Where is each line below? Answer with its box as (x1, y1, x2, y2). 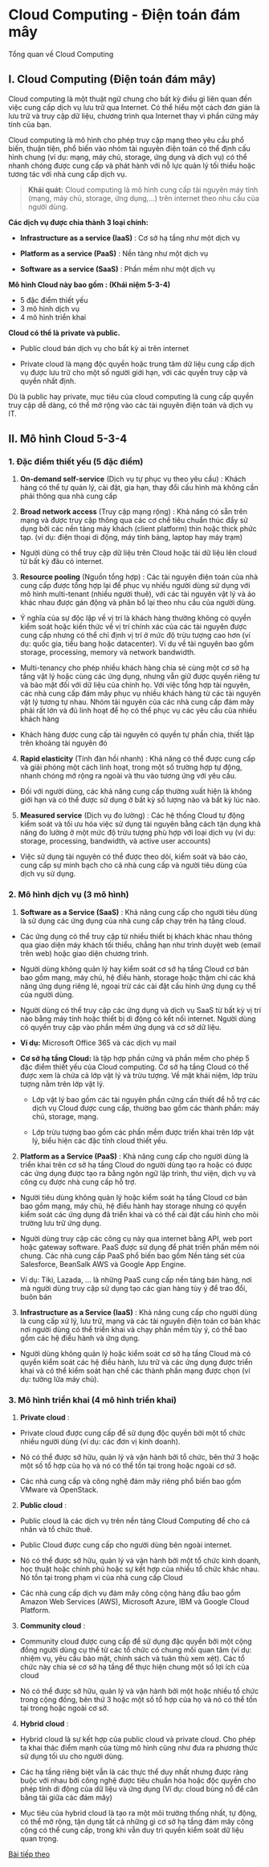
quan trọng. (19, 1834, 59, 1844)
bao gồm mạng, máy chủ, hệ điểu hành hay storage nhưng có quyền (19, 1201, 247, 1211)
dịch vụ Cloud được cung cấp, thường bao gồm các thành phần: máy (31, 1103, 259, 1113)
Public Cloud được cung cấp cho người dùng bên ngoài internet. (19, 1540, 233, 1550)
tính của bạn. (8, 119, 52, 129)
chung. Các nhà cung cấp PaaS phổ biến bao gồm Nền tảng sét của (19, 1251, 245, 1260)
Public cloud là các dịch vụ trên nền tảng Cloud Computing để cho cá (19, 1516, 251, 1526)
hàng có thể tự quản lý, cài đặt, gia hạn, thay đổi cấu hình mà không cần (19, 483, 259, 492)
